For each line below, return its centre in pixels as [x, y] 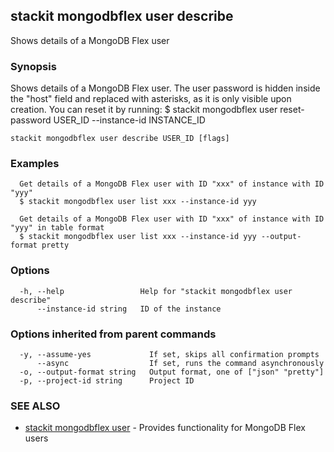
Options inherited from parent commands [113, 334]
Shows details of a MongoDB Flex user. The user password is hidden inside [165, 88]
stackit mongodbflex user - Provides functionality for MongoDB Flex [165, 428]
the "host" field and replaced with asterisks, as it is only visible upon [151, 99]
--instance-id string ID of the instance [129, 309]
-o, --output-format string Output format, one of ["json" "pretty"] [172, 372]
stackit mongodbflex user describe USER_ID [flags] [120, 139]
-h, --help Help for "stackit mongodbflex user [156, 291]
